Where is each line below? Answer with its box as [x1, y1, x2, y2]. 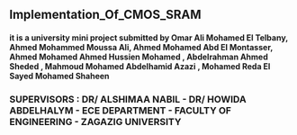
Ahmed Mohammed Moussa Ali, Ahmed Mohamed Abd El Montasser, [9, 41, 273, 52]
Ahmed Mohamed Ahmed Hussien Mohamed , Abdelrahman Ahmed [9, 51, 268, 62]
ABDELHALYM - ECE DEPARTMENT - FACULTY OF [9, 103, 232, 116]
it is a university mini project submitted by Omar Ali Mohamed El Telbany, [9, 31, 289, 43]
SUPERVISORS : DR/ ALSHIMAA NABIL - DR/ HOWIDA [9, 93, 247, 105]
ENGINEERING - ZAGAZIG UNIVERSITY [9, 115, 182, 128]
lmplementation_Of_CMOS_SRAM [9, 7, 202, 22]
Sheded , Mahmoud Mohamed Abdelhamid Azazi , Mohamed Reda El [9, 60, 271, 71]
